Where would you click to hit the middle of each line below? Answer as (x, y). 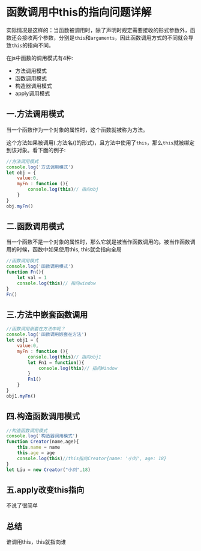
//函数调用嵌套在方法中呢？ (36, 329)
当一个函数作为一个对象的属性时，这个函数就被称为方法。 (77, 129)
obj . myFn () (20, 206)
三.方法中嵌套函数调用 (47, 314)
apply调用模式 (32, 93)
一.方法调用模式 (35, 114)
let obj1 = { (22, 340)
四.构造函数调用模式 (43, 417)
